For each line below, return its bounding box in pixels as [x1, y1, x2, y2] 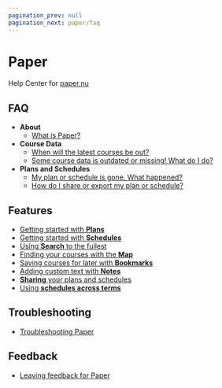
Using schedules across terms [19, 283, 121, 293]
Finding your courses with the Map [19, 249, 134, 260]
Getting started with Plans [19, 225, 105, 235]
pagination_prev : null [8, 11, 83, 20]
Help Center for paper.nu [8, 79, 89, 88]
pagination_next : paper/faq [8, 19, 101, 27]
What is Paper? [31, 131, 81, 140]
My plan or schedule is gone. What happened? [31, 172, 183, 182]
